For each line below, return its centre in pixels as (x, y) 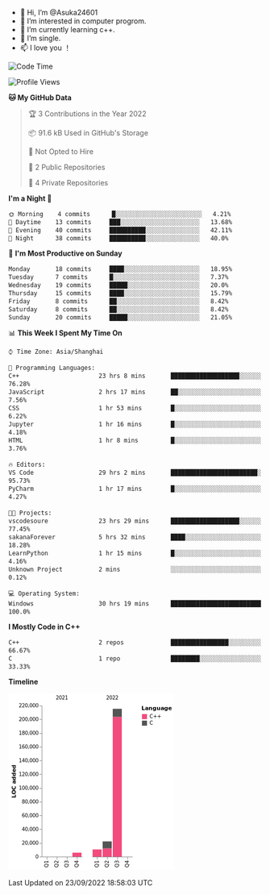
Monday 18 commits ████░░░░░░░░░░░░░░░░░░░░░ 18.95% (120, 269)
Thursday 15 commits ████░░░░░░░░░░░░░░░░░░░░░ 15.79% (120, 293)
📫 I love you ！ (45, 48)
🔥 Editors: (27, 464)
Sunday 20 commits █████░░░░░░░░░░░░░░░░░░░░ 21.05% (120, 318)
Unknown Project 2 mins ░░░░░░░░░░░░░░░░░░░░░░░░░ (135, 569)
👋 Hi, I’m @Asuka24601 (59, 12)
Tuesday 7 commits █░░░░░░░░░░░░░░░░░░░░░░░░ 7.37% (118, 277)
